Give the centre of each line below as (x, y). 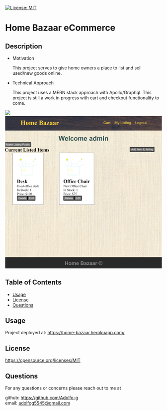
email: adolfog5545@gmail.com (38, 403)
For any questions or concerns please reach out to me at (63, 388)
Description (24, 46)
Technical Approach (33, 83)
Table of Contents (34, 283)
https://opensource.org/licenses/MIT (43, 360)
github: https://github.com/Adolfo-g (42, 398)
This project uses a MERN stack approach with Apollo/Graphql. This (82, 93)
